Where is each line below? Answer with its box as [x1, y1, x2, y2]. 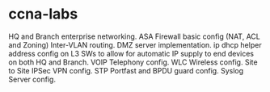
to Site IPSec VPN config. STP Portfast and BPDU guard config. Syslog [8, 65, 244, 75]
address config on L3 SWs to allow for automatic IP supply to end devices [8, 48, 255, 58]
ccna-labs [8, 5, 78, 23]
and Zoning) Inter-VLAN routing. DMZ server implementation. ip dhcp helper [8, 40, 262, 49]
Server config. [8, 74, 57, 84]
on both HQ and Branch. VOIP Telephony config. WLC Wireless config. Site [8, 57, 258, 67]
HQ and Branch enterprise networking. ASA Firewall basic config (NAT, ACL [8, 31, 260, 41]
